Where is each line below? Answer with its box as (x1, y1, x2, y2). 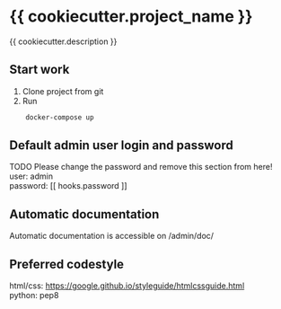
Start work (9, 62, 70, 77)
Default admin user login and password (9, 137, 233, 154)
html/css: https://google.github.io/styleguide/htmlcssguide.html (9, 280, 245, 291)
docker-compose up (25, 112, 94, 122)
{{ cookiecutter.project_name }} (9, 6, 253, 27)
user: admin (9, 171, 54, 181)
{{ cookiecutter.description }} (9, 36, 118, 47)
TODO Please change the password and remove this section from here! (9, 162, 273, 172)
